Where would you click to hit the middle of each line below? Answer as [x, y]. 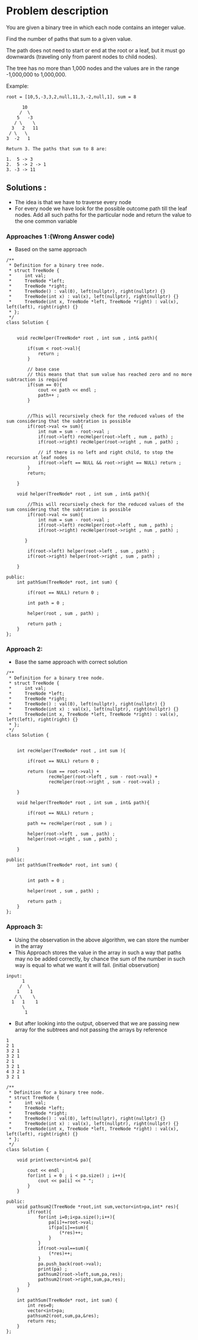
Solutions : [26, 188]
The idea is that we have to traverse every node [73, 202]
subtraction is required [37, 380]
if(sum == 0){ [45, 385]
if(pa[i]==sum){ [68, 1227]
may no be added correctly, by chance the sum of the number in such [100, 959]
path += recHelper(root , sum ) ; [70, 823]
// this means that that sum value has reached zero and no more [110, 375]
